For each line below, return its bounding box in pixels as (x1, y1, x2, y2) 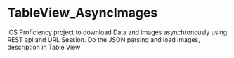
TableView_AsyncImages (7, 5, 158, 21)
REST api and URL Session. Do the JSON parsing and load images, (7, 35, 200, 43)
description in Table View (7, 43, 81, 51)
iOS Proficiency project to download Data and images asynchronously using (7, 28, 228, 36)
